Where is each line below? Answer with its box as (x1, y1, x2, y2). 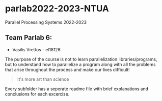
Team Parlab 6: (5, 34, 53, 42)
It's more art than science (17, 76, 69, 82)
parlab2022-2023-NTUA (5, 3, 109, 14)
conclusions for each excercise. (5, 91, 70, 97)
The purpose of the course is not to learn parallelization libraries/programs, (5, 56, 157, 62)
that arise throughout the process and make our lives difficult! (5, 67, 130, 72)
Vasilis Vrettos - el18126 (12, 46, 61, 52)
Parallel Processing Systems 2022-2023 (5, 19, 87, 25)
